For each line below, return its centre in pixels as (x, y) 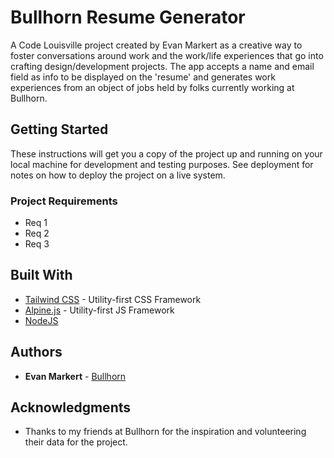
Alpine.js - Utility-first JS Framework (99, 310)
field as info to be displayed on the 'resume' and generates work (143, 77)
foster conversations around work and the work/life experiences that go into (167, 55)
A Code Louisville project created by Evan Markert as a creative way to (156, 45)
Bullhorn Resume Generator (128, 17)
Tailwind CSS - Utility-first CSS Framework (113, 299)
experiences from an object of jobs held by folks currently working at (152, 87)
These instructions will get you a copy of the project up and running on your (166, 153)
